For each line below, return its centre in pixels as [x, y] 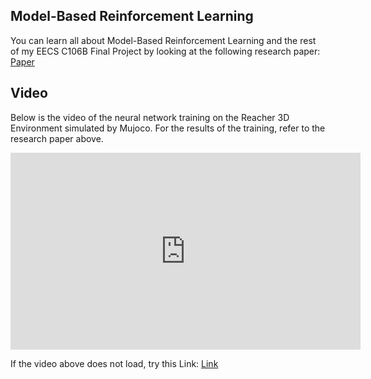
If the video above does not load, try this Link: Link [114, 363]
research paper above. [57, 138]
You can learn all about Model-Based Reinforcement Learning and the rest [163, 40]
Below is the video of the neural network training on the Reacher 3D [150, 117]
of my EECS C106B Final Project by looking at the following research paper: [165, 51]
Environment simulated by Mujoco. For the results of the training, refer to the [168, 128]
